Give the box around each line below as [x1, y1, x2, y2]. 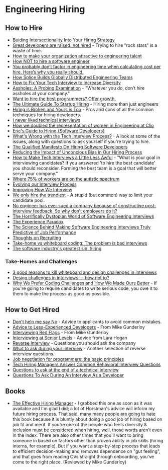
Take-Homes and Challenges [5, 258, 78, 265]
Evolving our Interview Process [12, 181, 77, 187]
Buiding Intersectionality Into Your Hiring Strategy [12, 37, 115, 43]
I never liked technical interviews [12, 117, 81, 123]
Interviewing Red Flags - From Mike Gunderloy [12, 330, 109, 336]
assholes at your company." [12, 91, 70, 96]
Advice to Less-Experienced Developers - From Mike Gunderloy [12, 324, 145, 330]
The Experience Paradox [12, 219, 64, 224]
